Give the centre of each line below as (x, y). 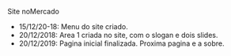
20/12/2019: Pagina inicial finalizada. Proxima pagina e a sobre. (121, 43)
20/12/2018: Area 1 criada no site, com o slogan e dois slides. (118, 35)
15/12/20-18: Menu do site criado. (73, 26)
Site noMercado (34, 11)
